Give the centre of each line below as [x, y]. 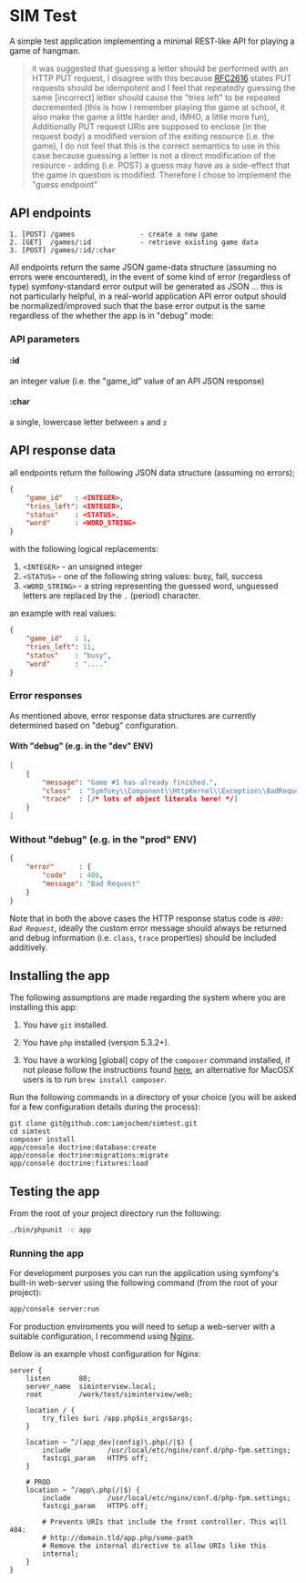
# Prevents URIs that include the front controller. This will [164, 1522]
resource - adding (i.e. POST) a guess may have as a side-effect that [161, 165]
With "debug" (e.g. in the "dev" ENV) [82, 746]
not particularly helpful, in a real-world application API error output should [148, 296]
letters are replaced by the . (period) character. [111, 596]
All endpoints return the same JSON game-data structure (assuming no [143, 267]
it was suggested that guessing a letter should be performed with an [160, 68]
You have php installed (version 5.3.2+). [96, 1043]
